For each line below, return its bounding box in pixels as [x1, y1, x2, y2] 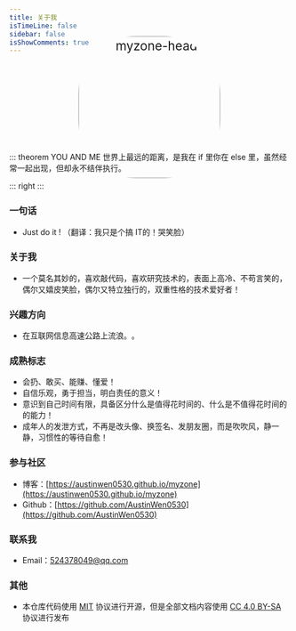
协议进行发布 [21, 612, 69, 623]
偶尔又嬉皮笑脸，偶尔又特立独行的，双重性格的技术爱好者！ [21, 284, 241, 295]
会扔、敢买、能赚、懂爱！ [21, 376, 116, 387]
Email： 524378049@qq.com [21, 555, 129, 566]
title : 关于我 [9, 12, 58, 22]
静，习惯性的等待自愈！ [21, 433, 108, 443]
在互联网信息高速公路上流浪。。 [21, 330, 140, 341]
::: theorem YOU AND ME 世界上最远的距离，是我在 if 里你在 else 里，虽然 [9, 152, 280, 163]
